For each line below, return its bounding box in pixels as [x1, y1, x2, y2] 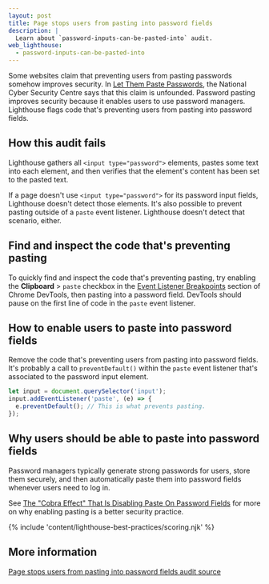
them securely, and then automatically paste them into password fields [8, 474, 242, 484]
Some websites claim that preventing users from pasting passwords [8, 71, 232, 80]
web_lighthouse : [8, 42, 62, 50]
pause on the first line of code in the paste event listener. [8, 298, 196, 308]
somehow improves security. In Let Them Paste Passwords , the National [8, 79, 247, 89]
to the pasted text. [8, 174, 69, 184]
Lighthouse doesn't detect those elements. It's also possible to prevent [8, 198, 243, 208]
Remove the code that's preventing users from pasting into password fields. [8, 355, 259, 365]
